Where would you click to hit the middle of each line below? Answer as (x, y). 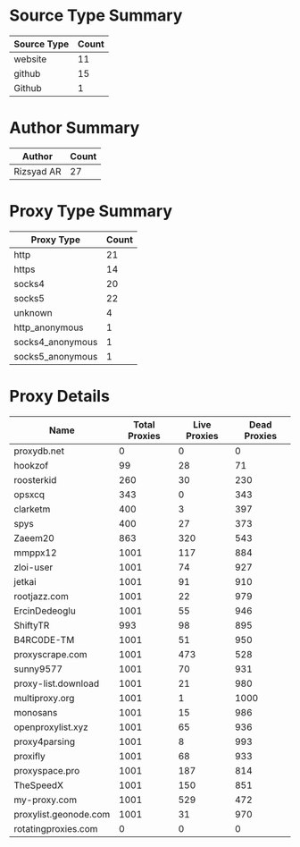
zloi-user (33, 567)
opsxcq (29, 495)
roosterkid (35, 479)
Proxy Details (59, 396)
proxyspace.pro (47, 770)
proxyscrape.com (50, 654)
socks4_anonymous (56, 342)
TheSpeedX (39, 785)
